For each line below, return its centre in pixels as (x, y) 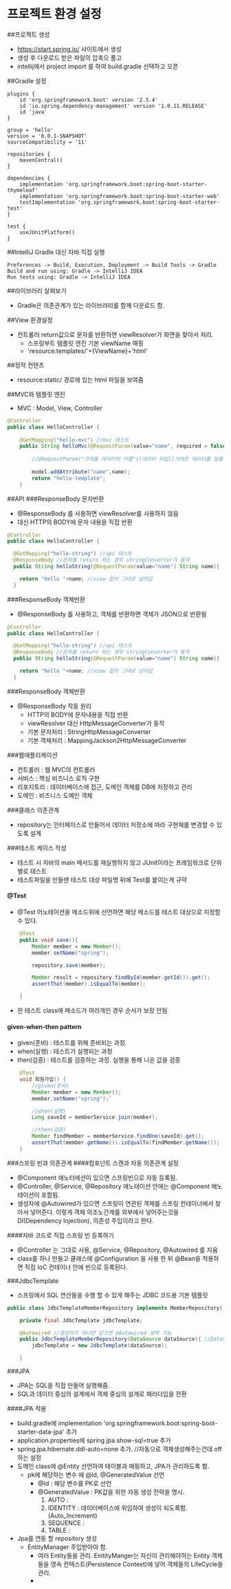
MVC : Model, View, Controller (60, 408)
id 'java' (34, 112)
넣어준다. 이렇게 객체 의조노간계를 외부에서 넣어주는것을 (104, 1212)
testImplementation (47, 202)
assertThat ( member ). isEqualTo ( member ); (89, 984)
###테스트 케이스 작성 (37, 847)
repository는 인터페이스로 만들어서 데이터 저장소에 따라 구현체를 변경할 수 (116, 824)
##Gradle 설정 (27, 80)
